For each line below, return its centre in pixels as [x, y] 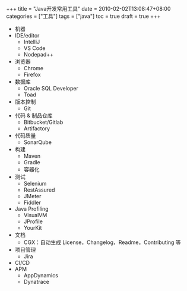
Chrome [33, 68]
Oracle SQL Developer [51, 88]
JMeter [32, 196]
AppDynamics [41, 275]
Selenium [35, 184]
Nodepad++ [38, 54]
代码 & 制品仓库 [34, 115]
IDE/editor [27, 35]
